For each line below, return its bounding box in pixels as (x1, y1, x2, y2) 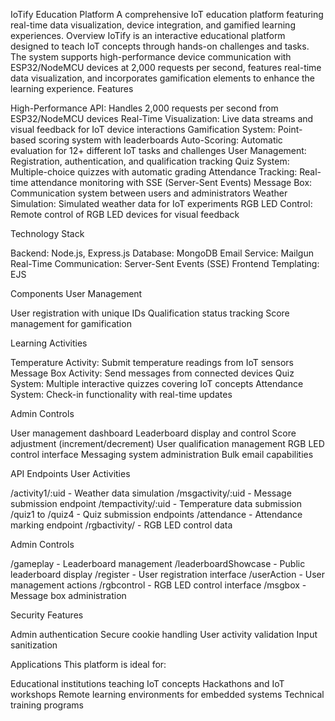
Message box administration (10, 590, 127, 601)
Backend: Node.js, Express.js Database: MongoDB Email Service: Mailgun (10, 247, 314, 259)
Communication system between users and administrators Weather (10, 187, 288, 199)
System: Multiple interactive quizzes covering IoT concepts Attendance (10, 378, 304, 389)
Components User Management (10, 288, 143, 299)
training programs (10, 699, 84, 711)
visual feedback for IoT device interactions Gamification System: (10, 124, 276, 135)
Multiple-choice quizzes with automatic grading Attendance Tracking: (10, 166, 298, 178)
